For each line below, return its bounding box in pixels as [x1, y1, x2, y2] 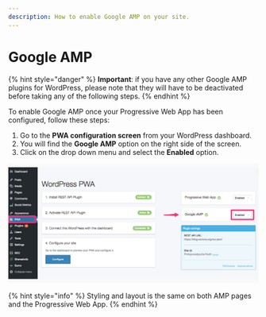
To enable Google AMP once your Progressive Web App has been [8, 106, 224, 116]
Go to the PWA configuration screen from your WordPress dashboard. [19, 130, 253, 140]
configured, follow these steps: [8, 115, 110, 125]
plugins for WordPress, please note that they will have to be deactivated [8, 83, 244, 92]
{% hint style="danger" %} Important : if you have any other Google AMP [8, 74, 248, 83]
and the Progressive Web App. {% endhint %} [8, 300, 158, 309]
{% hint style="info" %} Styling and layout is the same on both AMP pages [8, 291, 252, 301]
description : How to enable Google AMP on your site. [8, 13, 191, 21]
